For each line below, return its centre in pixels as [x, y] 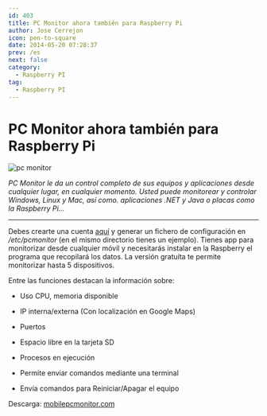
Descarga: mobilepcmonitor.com [62, 404]
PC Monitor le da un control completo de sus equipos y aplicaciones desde [132, 183]
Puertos [33, 327]
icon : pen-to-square [43, 38]
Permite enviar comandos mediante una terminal [99, 373]
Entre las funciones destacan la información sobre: [91, 281]
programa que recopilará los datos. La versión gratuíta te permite [114, 257]
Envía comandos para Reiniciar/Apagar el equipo [99, 389]
